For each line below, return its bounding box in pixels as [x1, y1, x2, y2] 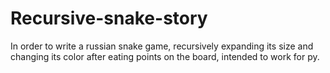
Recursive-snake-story [10, 7, 208, 30]
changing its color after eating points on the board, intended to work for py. [10, 50, 320, 62]
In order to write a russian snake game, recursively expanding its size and [10, 40, 314, 52]
